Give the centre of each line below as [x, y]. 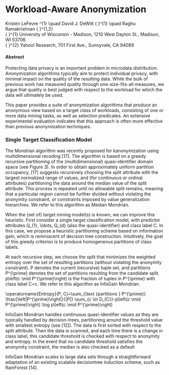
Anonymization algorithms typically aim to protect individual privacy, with [82, 74]
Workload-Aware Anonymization [76, 9]
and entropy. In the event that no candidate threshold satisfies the [74, 341]
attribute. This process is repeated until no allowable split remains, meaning [84, 189]
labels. [12, 247]
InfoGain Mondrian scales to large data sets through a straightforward [78, 357]
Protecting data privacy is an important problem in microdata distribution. [82, 68]
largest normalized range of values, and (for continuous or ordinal [74, 178]
